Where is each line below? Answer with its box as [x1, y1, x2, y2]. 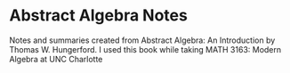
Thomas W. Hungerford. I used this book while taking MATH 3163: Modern [9, 44, 282, 54]
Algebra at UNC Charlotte [9, 53, 103, 64]
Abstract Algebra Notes [9, 5, 189, 26]
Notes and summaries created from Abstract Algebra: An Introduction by [9, 35, 276, 45]
